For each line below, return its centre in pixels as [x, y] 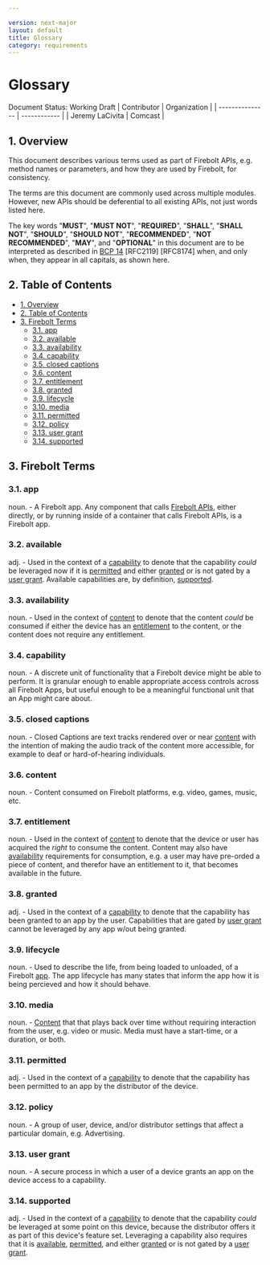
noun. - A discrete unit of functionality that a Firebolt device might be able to [135, 673]
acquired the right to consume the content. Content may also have [118, 848]
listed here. [27, 210]
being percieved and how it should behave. [80, 984]
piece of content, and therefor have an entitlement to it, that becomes [123, 865]
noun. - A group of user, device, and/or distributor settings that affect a [126, 1124]
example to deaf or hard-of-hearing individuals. [87, 754]
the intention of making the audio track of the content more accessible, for [131, 745]
